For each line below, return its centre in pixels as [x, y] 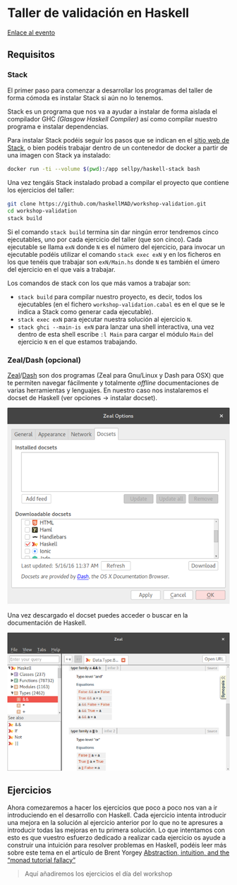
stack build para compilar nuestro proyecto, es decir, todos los [110, 297]
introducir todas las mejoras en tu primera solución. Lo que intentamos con [116, 830]
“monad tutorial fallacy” [42, 860]
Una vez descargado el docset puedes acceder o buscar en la [98, 615]
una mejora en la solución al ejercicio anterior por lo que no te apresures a [115, 822]
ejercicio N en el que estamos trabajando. [77, 342]
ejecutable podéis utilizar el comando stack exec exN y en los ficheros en [114, 255]
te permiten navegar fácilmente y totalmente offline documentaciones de [113, 383]
